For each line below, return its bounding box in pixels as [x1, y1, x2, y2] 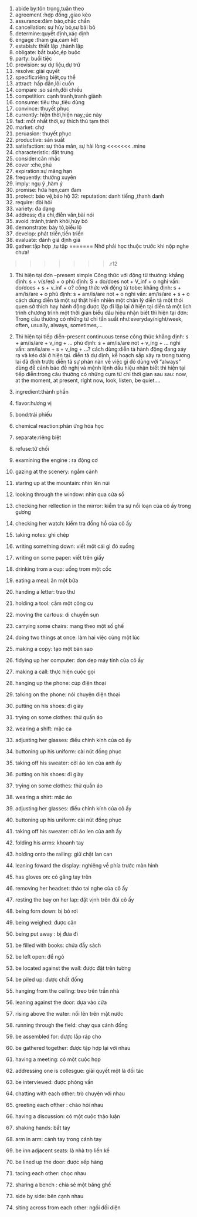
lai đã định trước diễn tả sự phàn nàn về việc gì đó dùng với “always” [15, 358, 181, 365]
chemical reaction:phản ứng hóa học [15, 423, 104, 429]
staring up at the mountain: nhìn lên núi [15, 480, 110, 486]
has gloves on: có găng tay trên [15, 873, 91, 880]
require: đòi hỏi [15, 199, 52, 205]
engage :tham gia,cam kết [15, 36, 79, 43]
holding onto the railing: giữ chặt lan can [15, 850, 113, 857]
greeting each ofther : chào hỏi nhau [15, 1102, 104, 1108]
